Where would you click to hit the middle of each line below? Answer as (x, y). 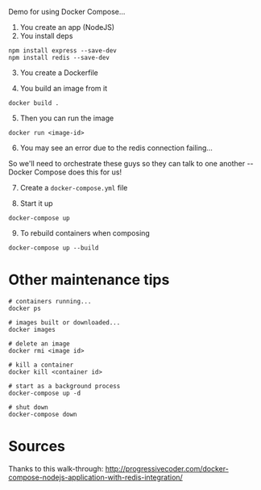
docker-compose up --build (54, 248)
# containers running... (50, 301)
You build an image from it (64, 88)
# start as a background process (64, 386)
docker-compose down (43, 414)
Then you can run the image (67, 118)
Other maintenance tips (89, 280)
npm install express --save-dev (62, 51)
